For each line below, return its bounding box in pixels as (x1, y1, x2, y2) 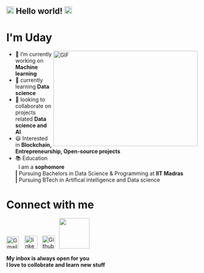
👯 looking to (15, 96, 46, 104)
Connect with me (6, 197, 94, 211)
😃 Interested (15, 135, 48, 142)
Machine (15, 63, 38, 71)
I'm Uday (6, 30, 53, 44)
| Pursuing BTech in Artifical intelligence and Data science (15, 176, 160, 183)
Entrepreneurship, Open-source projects (15, 147, 121, 155)
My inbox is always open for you (6, 255, 90, 262)
